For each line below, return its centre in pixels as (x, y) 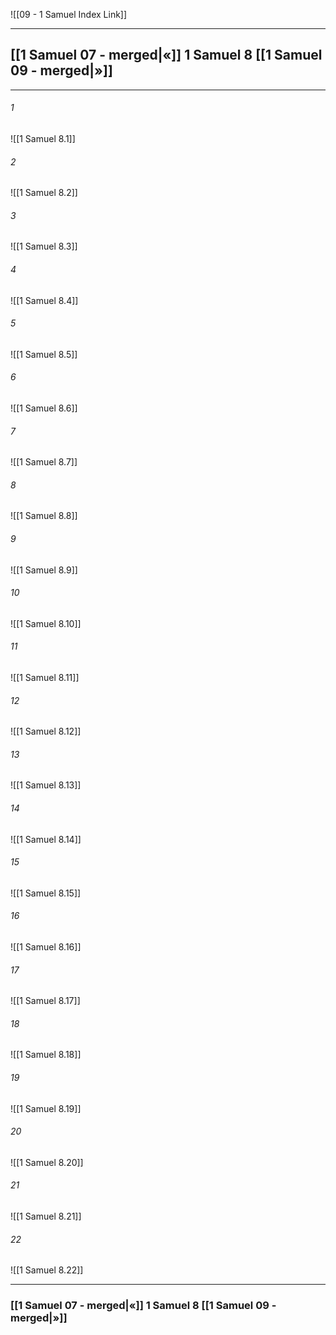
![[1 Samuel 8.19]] (46, 1108)
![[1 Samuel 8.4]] (44, 300)
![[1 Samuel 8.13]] (46, 785)
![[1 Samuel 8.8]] (44, 516)
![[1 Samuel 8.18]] (46, 1055)
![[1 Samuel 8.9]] (44, 570)
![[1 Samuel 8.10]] (46, 623)
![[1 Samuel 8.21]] (46, 1216)
